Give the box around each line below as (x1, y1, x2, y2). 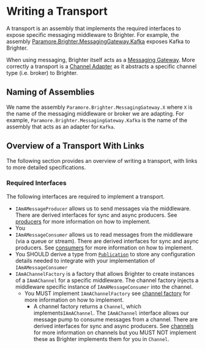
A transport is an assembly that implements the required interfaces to (6, 25, 182, 32)
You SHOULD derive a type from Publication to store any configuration (15, 250, 195, 257)
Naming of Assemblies (6, 87, 95, 98)
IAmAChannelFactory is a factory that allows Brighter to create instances (15, 270, 195, 277)
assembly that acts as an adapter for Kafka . (6, 123, 115, 130)
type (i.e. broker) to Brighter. (6, 69, 78, 76)
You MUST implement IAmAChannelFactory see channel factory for (24, 289, 191, 297)
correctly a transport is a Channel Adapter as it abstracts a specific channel (6, 63, 197, 70)
